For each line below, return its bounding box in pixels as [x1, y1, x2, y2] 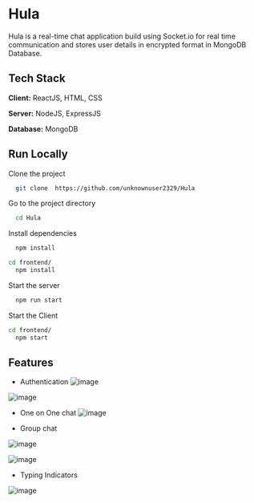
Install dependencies [8, 229, 78, 238]
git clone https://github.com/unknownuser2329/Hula [15, 184, 196, 193]
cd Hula [15, 214, 42, 222]
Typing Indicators [19, 470, 79, 480]
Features [8, 355, 54, 369]
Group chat [19, 424, 58, 433]
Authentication [19, 377, 69, 387]
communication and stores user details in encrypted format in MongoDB [8, 39, 247, 49]
